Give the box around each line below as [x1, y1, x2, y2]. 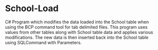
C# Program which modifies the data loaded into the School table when [5, 19, 149, 25]
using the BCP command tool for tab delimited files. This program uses [5, 24, 148, 30]
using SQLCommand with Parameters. [5, 39, 82, 45]
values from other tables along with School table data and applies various [5, 29, 153, 35]
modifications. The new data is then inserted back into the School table [5, 34, 149, 40]
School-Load [5, 3, 59, 14]
